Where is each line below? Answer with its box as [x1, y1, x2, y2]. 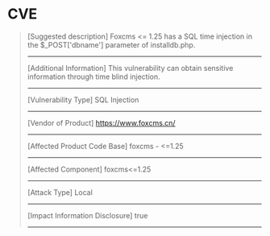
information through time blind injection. [27, 72, 160, 81]
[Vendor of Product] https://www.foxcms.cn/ [27, 118, 176, 127]
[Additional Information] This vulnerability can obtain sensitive [27, 63, 234, 72]
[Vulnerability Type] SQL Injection [27, 94, 139, 105]
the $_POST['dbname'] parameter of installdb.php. [27, 39, 196, 49]
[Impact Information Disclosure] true [27, 210, 148, 220]
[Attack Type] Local [27, 187, 93, 197]
